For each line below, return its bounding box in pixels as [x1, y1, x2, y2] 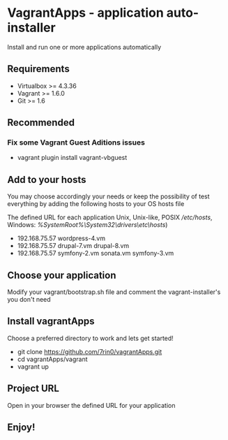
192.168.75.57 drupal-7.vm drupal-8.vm [17, 242, 130, 250]
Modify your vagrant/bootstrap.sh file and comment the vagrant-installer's [7, 288, 221, 296]
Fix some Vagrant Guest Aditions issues [7, 138, 145, 147]
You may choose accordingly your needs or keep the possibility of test [7, 192, 211, 200]
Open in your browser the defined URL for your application [7, 401, 176, 409]
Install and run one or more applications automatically [7, 43, 162, 51]
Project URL [7, 383, 59, 395]
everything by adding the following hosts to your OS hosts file [7, 200, 185, 208]
